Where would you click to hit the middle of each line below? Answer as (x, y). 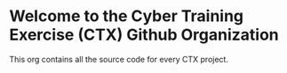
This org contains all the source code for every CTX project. (119, 59)
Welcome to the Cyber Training (127, 16)
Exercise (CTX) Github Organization (144, 35)
